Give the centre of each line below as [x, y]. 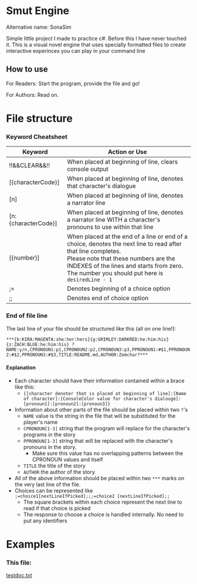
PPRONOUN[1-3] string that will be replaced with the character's [98, 440]
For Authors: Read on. [33, 94]
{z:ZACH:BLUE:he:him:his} [38, 344]
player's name [40, 422]
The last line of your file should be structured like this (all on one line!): [91, 328]
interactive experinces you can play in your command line [76, 50]
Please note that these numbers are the [121, 259]
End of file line [27, 316]
